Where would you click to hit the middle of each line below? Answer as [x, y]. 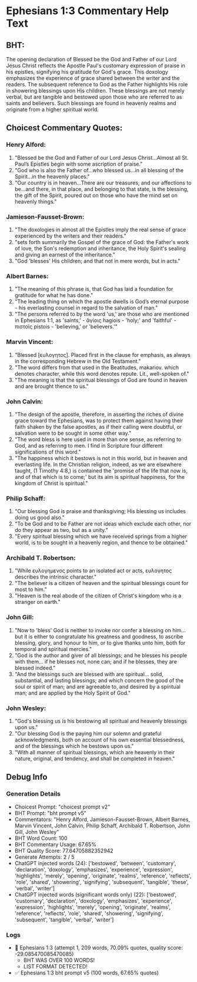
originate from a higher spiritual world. [52, 109]
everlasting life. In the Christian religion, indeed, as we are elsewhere [98, 464]
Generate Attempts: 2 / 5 [44, 857]
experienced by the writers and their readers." [70, 236]
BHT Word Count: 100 [41, 838]
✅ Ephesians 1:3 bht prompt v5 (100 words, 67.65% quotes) [86, 973]
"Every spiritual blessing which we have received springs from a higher [101, 536]
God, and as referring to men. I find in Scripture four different [89, 445]
